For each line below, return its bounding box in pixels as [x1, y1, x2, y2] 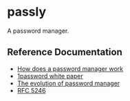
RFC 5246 [17, 86, 46, 94]
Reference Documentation [7, 46, 122, 58]
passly [7, 4, 47, 20]
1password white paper [17, 72, 84, 80]
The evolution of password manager [17, 79, 120, 87]
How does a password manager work [17, 64, 124, 72]
